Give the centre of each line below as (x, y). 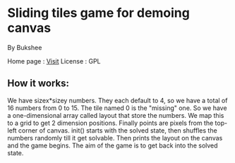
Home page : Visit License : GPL (54, 61)
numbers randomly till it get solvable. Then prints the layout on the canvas (115, 138)
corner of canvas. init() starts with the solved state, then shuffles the (117, 130)
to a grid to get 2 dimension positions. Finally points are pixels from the (110, 123)
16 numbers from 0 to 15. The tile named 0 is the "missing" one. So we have (117, 108)
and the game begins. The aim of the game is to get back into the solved (113, 145)
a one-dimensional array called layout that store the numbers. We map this (116, 115)
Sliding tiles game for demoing (99, 13)
